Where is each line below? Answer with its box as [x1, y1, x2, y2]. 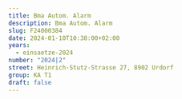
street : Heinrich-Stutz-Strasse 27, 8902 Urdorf [8, 64, 174, 72]
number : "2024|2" [8, 57, 67, 65]
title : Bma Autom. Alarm [8, 11, 91, 20]
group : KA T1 [8, 71, 52, 79]
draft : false [8, 78, 52, 86]
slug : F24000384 [8, 26, 63, 34]
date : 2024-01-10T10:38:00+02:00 [8, 34, 120, 42]
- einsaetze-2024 [15, 49, 74, 57]
